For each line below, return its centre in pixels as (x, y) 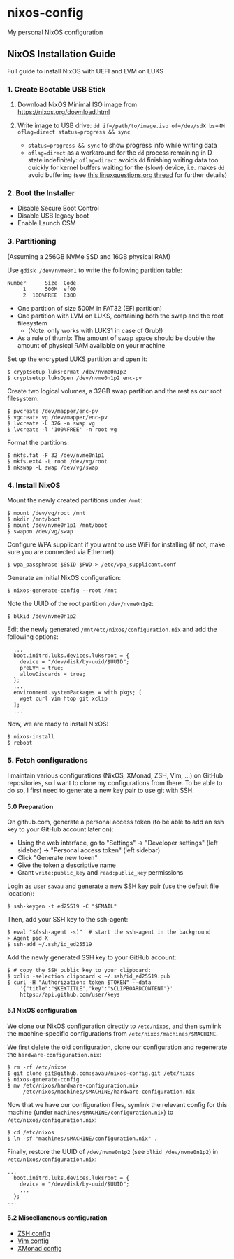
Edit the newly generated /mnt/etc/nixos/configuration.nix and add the (112, 629)
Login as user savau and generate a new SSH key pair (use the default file (113, 886)
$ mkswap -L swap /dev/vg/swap (53, 467)
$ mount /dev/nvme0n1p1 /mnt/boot (58, 525)
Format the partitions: (38, 442)
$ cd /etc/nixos (31, 1132)
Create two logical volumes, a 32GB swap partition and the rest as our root (115, 391)
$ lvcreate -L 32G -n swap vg (51, 423)
